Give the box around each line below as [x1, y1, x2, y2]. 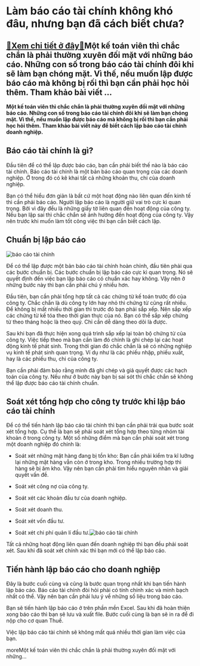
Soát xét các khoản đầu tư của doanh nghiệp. [14, 494, 127, 502]
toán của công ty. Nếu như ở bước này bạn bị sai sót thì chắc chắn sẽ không [6, 373, 193, 380]
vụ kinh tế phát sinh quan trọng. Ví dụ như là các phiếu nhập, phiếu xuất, [6, 349, 185, 356]
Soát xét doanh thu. [14, 506, 64, 513]
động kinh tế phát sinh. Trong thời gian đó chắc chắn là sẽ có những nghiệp [6, 342, 192, 350]
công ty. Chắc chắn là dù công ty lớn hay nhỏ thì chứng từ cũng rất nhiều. [6, 299, 187, 306]
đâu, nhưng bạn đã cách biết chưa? [6, 17, 184, 30]
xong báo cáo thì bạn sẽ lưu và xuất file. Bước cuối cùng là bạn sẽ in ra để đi [6, 610, 194, 618]
